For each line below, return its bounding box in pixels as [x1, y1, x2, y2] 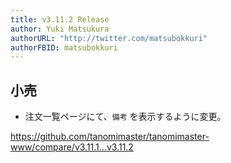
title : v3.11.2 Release [10, 14, 110, 25]
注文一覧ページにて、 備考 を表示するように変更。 [24, 111, 227, 123]
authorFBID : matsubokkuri [10, 42, 118, 53]
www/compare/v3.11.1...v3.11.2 [10, 141, 134, 153]
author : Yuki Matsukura [10, 24, 110, 34]
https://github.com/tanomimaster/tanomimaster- [10, 131, 210, 143]
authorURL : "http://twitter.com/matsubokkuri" [10, 33, 208, 43]
